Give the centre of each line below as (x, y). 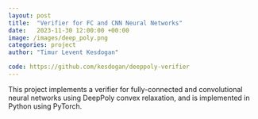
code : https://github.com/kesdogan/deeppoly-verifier (99, 67)
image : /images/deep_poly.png (58, 38)
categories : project (42, 45)
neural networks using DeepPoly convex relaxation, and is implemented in (129, 98)
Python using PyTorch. (45, 106)
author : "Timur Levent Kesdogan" (64, 52)
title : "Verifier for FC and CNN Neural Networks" (95, 23)
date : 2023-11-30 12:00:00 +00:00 (69, 30)
